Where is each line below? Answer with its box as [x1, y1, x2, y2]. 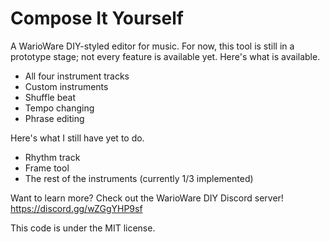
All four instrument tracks [24, 70, 130, 82]
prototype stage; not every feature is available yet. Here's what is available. [10, 50, 321, 62]
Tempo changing [24, 102, 95, 114]
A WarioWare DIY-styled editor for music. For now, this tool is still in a [10, 40, 295, 52]
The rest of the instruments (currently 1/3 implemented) [24, 172, 254, 184]
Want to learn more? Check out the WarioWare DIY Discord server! [10, 192, 284, 204]
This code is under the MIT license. [10, 222, 156, 234]
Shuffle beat [24, 91, 76, 103]
